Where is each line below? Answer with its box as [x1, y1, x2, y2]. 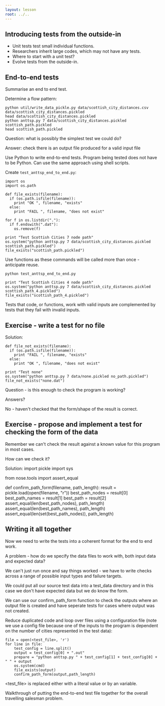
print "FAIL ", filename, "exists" [14, 352, 87, 357]
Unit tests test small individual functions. [12, 43, 95, 49]
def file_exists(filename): [5, 192, 63, 197]
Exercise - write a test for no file [5, 321, 105, 329]
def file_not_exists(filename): [5, 344, 71, 349]
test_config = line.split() [14, 646, 71, 651]
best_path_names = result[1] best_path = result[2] [5, 495, 106, 501]
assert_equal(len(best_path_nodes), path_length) [5, 500, 104, 506]
